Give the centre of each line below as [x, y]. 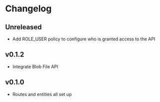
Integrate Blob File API [35, 66]
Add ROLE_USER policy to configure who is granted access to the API [84, 39]
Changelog [28, 9]
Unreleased [24, 27]
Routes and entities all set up [42, 94]
